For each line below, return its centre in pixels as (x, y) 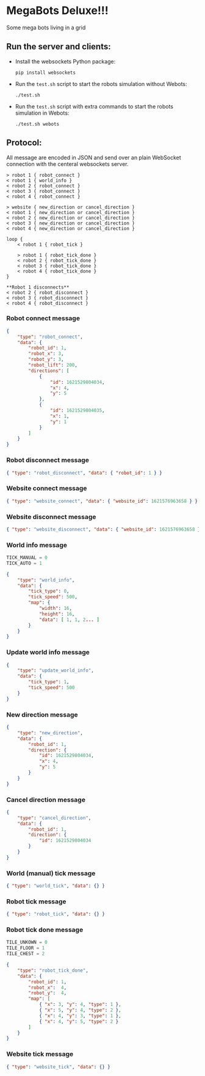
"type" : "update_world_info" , (56, 671)
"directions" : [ (49, 371)
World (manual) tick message (51, 873)
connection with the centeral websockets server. (68, 164)
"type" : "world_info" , (46, 580)
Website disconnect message (51, 517)
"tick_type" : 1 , (49, 682)
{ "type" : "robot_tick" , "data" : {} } (56, 914)
